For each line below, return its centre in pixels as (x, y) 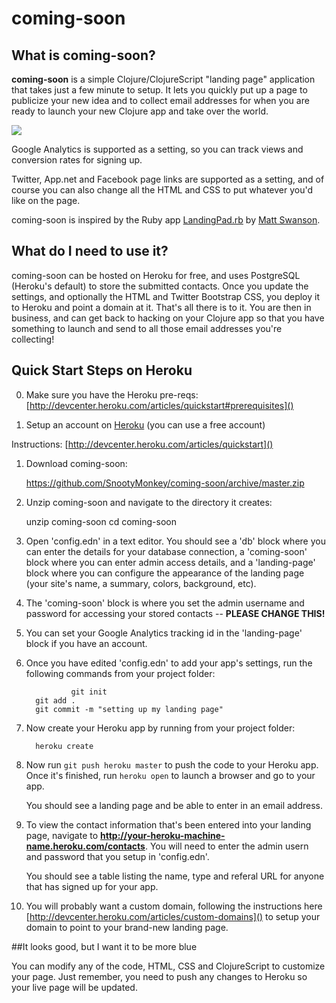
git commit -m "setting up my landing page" (129, 709)
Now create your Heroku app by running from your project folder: (160, 728)
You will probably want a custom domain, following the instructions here (174, 906)
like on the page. (46, 200)
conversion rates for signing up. (77, 160)
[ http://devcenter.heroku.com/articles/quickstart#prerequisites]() (159, 405)
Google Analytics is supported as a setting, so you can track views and (157, 149)
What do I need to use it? (90, 251)
